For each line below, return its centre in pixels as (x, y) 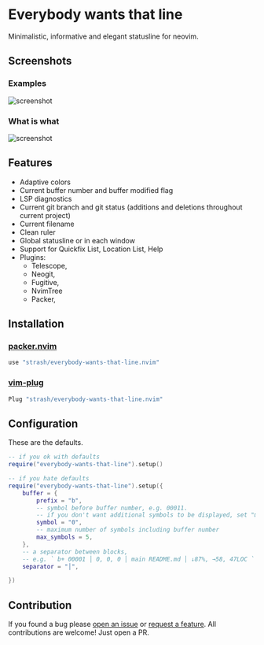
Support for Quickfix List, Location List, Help (91, 249)
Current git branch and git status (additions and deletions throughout (131, 207)
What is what (34, 121)
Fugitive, (45, 282)
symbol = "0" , (59, 523)
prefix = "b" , (59, 500)
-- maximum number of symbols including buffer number (128, 530)
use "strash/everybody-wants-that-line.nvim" (84, 363)
